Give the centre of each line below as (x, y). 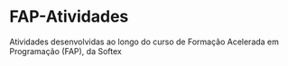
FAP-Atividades (69, 17)
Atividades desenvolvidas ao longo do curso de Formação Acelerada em (144, 42)
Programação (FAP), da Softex (65, 51)
